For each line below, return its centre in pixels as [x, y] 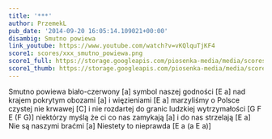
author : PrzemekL [38, 23]
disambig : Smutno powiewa [52, 38]
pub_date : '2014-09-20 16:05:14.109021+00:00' [88, 31]
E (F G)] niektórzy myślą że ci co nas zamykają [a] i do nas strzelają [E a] [130, 117]
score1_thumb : [32, 69]
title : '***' [30, 16]
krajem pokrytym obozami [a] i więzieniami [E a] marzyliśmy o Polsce [124, 100]
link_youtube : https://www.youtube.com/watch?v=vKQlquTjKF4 [112, 46]
